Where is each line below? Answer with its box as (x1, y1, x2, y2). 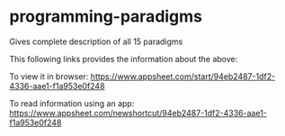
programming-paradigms (9, 6, 203, 27)
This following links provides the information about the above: (9, 53, 238, 64)
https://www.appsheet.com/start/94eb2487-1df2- (90, 70, 276, 82)
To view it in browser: (9, 70, 89, 82)
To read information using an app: (9, 97, 135, 109)
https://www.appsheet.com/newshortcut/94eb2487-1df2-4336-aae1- (9, 107, 268, 118)
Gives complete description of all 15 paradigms (9, 36, 183, 47)
